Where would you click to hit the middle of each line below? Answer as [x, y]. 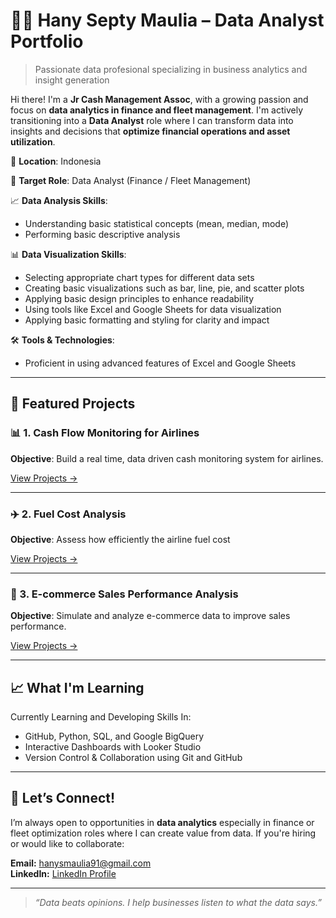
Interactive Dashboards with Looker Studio [113, 747]
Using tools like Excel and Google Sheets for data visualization [153, 309]
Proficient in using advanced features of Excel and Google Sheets [160, 363]
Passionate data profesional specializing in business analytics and [171, 69]
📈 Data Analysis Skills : [59, 200]
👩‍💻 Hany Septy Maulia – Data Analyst [167, 20]
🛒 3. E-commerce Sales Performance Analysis [124, 594]
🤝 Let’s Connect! [63, 798]
